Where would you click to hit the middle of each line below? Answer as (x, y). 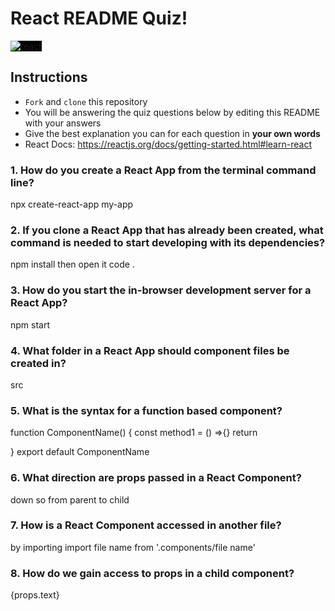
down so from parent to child (70, 499)
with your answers (63, 123)
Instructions (49, 77)
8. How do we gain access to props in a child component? (152, 573)
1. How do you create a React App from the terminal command (163, 170)
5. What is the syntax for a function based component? (146, 410)
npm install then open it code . (72, 264)
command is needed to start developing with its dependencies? (168, 242)
